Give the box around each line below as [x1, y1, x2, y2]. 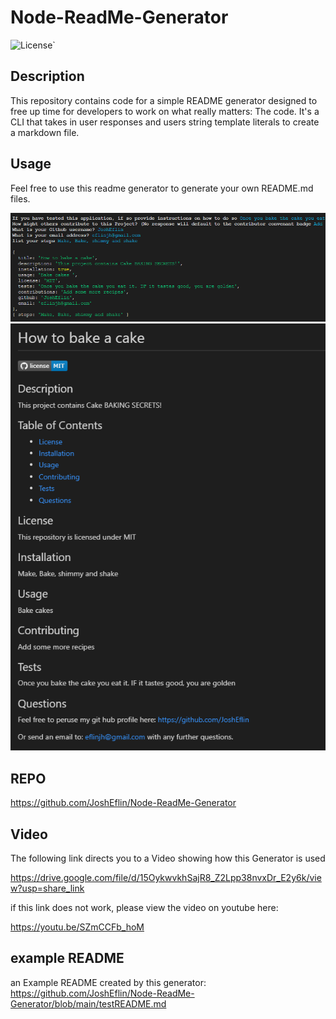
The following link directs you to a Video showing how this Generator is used [10, 852, 326, 864]
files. [10, 192, 31, 205]
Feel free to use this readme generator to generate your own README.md [10, 182, 314, 194]
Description [10, 68, 85, 85]
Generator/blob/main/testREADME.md [10, 997, 167, 1010]
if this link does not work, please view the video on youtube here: [10, 901, 279, 913]
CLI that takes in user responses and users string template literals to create [10, 116, 320, 128]
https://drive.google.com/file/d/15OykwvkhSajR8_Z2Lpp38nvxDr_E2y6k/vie [10, 871, 322, 883]
